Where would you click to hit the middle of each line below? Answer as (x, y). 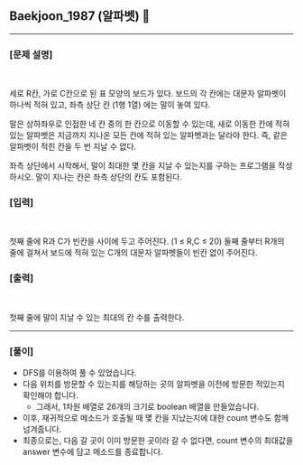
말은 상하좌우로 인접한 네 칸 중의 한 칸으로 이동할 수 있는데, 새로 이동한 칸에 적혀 (150, 124)
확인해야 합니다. (50, 395)
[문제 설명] (31, 54)
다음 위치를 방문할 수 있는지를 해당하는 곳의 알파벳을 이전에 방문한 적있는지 (154, 384)
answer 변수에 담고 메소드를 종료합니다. (93, 451)
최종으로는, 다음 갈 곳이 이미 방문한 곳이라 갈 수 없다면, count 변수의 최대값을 (158, 440)
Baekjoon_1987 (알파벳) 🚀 (80, 16)
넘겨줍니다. (42, 429)
